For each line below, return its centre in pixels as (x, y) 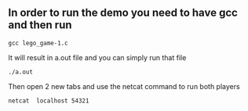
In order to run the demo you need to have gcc (123, 13)
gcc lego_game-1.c (38, 43)
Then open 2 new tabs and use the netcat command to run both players (124, 86)
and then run (40, 25)
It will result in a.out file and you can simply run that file (97, 57)
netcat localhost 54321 (49, 101)
